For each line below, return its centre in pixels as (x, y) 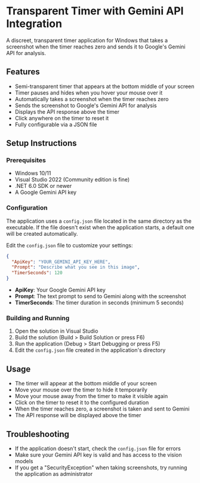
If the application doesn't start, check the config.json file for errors (98, 449)
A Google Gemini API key (45, 192)
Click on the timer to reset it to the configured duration (82, 403)
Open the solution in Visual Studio (56, 331)
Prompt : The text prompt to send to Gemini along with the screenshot (100, 296)
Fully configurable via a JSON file (56, 124)
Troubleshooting (38, 434)
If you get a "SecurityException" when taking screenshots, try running (101, 467)
